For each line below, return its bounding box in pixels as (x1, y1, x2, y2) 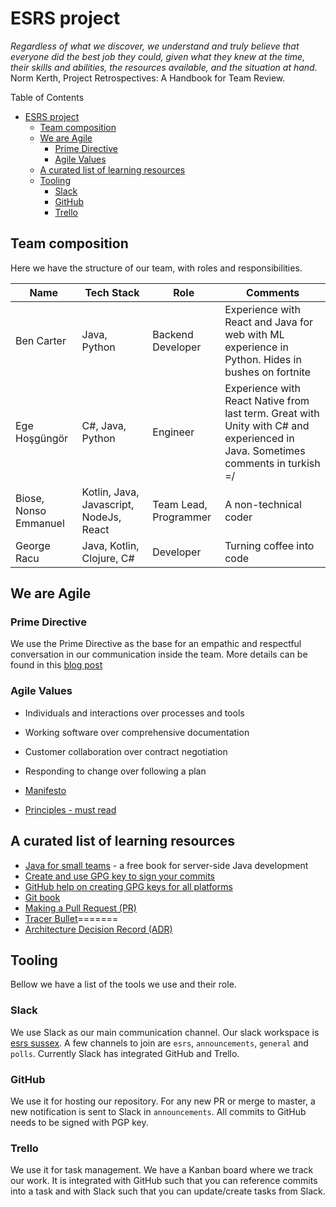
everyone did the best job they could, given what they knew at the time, (10, 50, 306, 62)
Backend (152, 327, 194, 341)
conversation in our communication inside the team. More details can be (10, 648, 308, 661)
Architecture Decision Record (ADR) (24, 923, 173, 935)
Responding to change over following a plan (24, 765, 207, 777)
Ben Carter (15, 333, 67, 347)
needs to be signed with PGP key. (10, 1116, 149, 1128)
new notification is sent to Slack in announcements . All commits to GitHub (10, 1105, 307, 1117)
